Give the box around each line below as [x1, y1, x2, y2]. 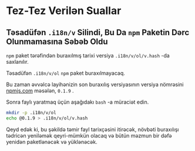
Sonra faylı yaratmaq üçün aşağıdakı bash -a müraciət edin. [6, 98, 149, 105]
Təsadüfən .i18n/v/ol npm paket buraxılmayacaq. [6, 70, 125, 77]
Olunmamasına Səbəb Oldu [6, 36, 108, 46]
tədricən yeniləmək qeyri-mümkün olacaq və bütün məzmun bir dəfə [6, 132, 172, 139]
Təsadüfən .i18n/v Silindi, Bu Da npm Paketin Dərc [6, 28, 190, 37]
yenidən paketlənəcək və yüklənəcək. [6, 138, 98, 145]
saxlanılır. [6, 59, 29, 65]
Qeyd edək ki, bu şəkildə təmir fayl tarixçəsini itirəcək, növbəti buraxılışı [6, 126, 179, 133]
